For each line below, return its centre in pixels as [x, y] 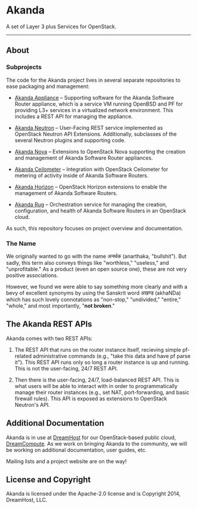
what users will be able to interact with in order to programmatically [96, 386]
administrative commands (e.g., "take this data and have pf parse [112, 356]
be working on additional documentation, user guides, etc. [77, 450]
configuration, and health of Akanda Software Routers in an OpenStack [100, 210]
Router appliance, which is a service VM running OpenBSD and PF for [99, 104]
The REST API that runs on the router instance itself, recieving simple [98, 349]
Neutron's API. [32, 404]
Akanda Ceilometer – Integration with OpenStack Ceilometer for [91, 169]
